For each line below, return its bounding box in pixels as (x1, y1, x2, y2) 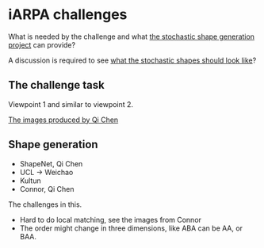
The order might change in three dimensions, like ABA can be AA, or (19, 223, 243, 233)
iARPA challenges (8, 6, 128, 24)
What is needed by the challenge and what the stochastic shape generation (8, 32, 255, 41)
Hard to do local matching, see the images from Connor (19, 215, 202, 224)
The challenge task (8, 78, 105, 92)
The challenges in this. (8, 200, 82, 209)
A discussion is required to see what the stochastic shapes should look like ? (8, 55, 257, 65)
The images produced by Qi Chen (8, 115, 119, 124)
